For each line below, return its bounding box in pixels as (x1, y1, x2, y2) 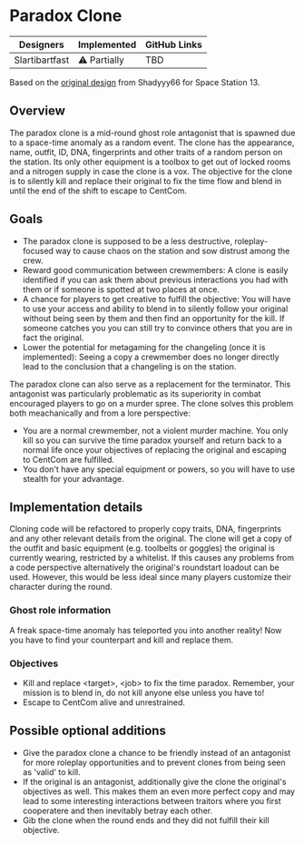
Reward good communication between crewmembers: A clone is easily (22, 264, 289, 275)
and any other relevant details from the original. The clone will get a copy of (9, 533, 292, 545)
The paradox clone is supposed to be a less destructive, (22, 235, 233, 246)
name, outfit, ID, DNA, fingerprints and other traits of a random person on (9, 146, 283, 157)
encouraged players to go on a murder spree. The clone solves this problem (9, 397, 294, 408)
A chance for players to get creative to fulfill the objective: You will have (22, 293, 291, 304)
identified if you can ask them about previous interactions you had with (22, 274, 289, 285)
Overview (9, 103, 66, 119)
